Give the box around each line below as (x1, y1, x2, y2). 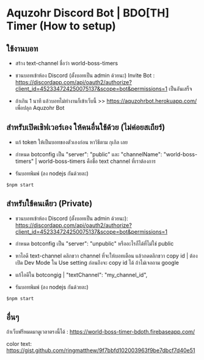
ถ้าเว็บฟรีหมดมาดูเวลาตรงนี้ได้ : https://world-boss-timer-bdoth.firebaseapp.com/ (6, 328, 195, 336)
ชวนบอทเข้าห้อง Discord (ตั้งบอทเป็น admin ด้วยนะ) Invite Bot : (15, 72, 155, 79)
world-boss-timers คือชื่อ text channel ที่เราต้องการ (38, 157, 156, 165)
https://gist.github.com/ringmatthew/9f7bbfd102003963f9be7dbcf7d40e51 (6, 347, 195, 354)
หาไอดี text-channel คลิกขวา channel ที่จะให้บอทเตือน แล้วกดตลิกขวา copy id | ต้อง (15, 252, 198, 259)
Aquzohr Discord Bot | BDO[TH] (6, 6, 170, 20)
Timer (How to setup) (6, 19, 116, 33)
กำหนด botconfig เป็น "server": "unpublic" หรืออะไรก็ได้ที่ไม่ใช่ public (15, 240, 174, 247)
